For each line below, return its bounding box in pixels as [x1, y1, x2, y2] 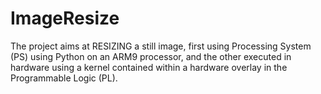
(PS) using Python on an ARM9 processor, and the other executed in [10, 50, 292, 62]
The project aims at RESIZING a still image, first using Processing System [10, 40, 312, 52]
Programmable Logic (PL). [10, 72, 118, 84]
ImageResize [10, 7, 120, 30]
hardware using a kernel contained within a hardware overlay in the [10, 61, 288, 73]
